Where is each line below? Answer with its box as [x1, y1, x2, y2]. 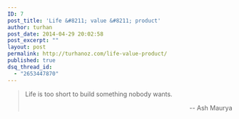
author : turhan [7, 24, 53, 31]
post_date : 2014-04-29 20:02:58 [7, 30, 103, 38]
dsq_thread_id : [7, 63, 53, 71]
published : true [7, 57, 56, 64]
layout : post [7, 43, 46, 51]
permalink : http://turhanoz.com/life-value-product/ [7, 51, 168, 58]
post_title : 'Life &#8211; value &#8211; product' [7, 17, 161, 24]
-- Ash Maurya [188, 103, 233, 112]
